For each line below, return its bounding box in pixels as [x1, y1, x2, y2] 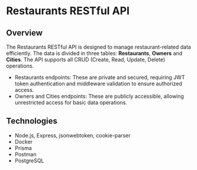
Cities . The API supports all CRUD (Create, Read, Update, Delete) [6, 56, 166, 63]
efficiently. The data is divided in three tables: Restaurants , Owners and [6, 50, 183, 57]
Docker [14, 138, 33, 145]
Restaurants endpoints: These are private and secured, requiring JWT [14, 74, 185, 81]
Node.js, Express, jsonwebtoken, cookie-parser [14, 131, 131, 139]
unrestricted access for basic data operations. [14, 99, 128, 106]
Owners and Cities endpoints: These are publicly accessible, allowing [14, 93, 185, 100]
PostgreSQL [14, 157, 44, 164]
